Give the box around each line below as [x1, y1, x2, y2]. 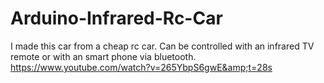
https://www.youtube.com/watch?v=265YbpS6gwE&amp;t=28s [10, 61, 273, 73]
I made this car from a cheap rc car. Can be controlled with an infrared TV [10, 40, 315, 52]
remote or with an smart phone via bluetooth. [10, 50, 197, 62]
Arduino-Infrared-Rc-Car [10, 7, 223, 30]
